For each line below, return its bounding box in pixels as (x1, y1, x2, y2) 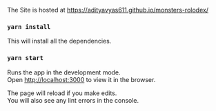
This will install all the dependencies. (7, 37, 112, 46)
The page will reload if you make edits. (7, 89, 117, 97)
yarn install (7, 23, 51, 30)
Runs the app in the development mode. (7, 68, 121, 77)
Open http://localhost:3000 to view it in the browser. (7, 75, 156, 83)
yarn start (7, 54, 43, 62)
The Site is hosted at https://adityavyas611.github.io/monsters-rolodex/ (7, 6, 209, 14)
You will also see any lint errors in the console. (7, 96, 139, 104)
